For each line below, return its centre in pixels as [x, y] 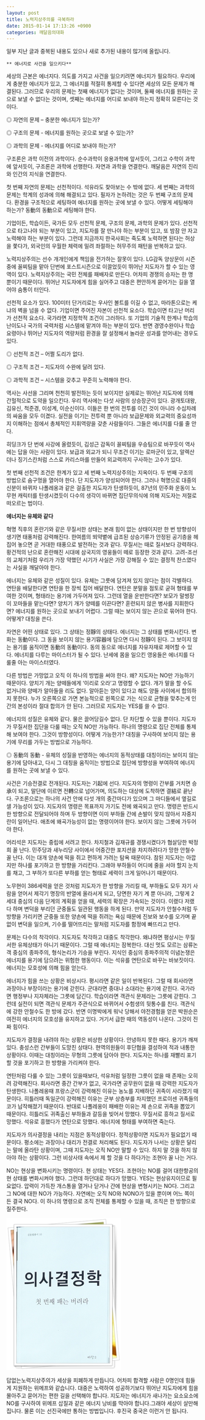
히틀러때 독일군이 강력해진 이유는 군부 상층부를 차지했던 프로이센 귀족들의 [111, 1099]
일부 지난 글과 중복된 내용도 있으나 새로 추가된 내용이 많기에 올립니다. [88, 51]
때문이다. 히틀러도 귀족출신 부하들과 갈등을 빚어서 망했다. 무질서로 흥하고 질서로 [101, 1114]
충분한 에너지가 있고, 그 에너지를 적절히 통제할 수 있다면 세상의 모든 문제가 [100, 84]
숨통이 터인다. [34, 290]
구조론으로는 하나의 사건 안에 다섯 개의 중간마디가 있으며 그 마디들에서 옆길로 [106, 798]
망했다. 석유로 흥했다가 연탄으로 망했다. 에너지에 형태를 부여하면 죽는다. [91, 1122]
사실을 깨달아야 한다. [37, 568]
